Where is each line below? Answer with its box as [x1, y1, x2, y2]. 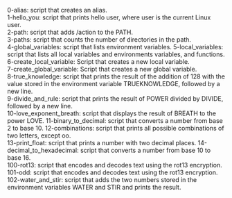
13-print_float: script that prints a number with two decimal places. [7, 139, 197, 147]
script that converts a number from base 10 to [80, 146, 211, 154]
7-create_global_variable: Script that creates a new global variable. [7, 65, 197, 73]
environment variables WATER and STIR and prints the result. [7, 183, 181, 191]
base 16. [7, 154, 31, 162]
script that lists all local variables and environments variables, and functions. [7, 50, 225, 58]
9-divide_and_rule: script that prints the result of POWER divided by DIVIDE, [7, 94, 224, 103]
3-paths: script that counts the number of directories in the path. [7, 35, 192, 44]
